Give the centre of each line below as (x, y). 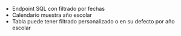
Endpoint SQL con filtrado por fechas (58, 9)
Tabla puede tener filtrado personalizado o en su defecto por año (93, 21)
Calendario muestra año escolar (52, 15)
